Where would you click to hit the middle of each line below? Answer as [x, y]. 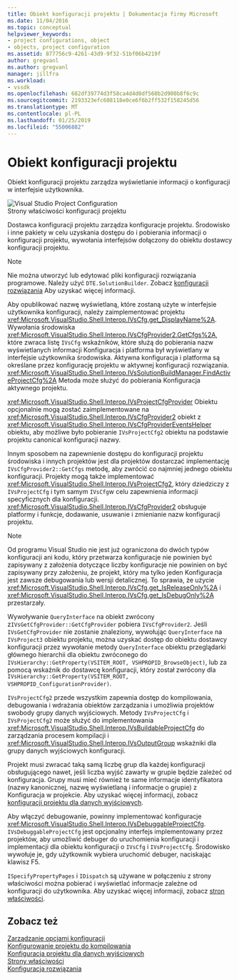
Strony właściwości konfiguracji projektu [67, 211]
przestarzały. [27, 603]
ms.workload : [27, 80]
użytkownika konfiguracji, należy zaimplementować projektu [96, 312]
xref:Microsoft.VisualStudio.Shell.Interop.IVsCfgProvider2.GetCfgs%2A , [112, 335]
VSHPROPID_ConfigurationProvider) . [60, 684]
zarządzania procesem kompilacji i [58, 736]
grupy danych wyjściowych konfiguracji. [67, 751]
